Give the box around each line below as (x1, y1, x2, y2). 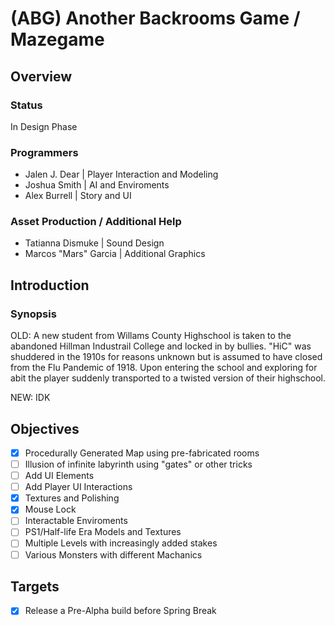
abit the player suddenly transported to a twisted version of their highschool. (10, 372, 327, 384)
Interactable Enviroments (24, 515, 128, 527)
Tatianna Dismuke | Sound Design (24, 237, 165, 249)
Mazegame (10, 28, 105, 51)
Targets (10, 578, 60, 595)
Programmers (10, 145, 79, 159)
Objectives (10, 420, 80, 437)
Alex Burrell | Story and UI (24, 190, 132, 202)
